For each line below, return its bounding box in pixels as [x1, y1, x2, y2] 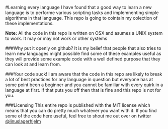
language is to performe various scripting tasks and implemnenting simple [5, 10, 159, 16]
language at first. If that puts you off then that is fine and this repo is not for [5, 87, 161, 93]
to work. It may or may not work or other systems [5, 35, 108, 41]
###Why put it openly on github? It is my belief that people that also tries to [5, 45, 161, 51]
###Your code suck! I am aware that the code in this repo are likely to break [5, 71, 162, 77]
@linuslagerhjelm [5, 118, 41, 124]
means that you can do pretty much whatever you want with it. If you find [5, 108, 157, 113]
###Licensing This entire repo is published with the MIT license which [5, 102, 150, 108]
